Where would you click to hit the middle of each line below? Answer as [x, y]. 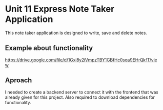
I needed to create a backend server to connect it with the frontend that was [82, 92]
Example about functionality [49, 48]
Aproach [19, 81]
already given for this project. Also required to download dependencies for [80, 97]
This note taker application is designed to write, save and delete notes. [76, 33]
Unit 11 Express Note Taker [60, 9]
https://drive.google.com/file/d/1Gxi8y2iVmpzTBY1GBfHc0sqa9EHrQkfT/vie [81, 60]
